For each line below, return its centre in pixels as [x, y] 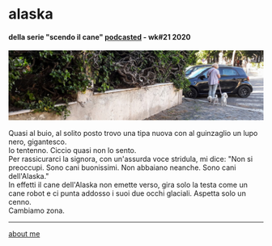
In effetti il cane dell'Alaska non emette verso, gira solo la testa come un [128, 185]
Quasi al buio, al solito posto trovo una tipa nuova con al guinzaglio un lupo [133, 134]
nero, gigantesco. [38, 142]
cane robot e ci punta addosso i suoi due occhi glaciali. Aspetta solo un [127, 193]
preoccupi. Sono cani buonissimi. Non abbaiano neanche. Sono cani [122, 168]
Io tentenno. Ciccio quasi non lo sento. [72, 151]
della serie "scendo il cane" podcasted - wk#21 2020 [100, 36]
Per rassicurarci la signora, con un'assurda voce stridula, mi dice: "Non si [131, 159]
